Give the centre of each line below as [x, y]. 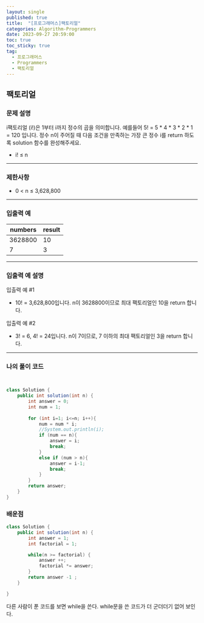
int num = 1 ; [45, 407]
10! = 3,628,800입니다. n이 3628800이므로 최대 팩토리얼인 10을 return [100, 302]
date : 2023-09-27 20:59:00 [40, 35]
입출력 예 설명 [25, 275]
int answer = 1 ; [49, 538]
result [52, 229]
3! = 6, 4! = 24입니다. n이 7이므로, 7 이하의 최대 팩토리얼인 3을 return [98, 336]
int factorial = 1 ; [53, 544]
